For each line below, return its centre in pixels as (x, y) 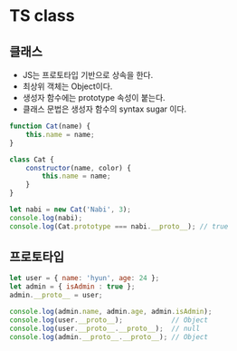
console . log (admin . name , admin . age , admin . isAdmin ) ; (111, 312)
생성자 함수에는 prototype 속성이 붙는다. (94, 97)
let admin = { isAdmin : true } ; (72, 287)
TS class (42, 16)
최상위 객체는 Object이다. (67, 86)
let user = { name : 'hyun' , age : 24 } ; (85, 278)
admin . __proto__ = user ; (56, 296)
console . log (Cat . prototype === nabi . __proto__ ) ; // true (119, 226)
